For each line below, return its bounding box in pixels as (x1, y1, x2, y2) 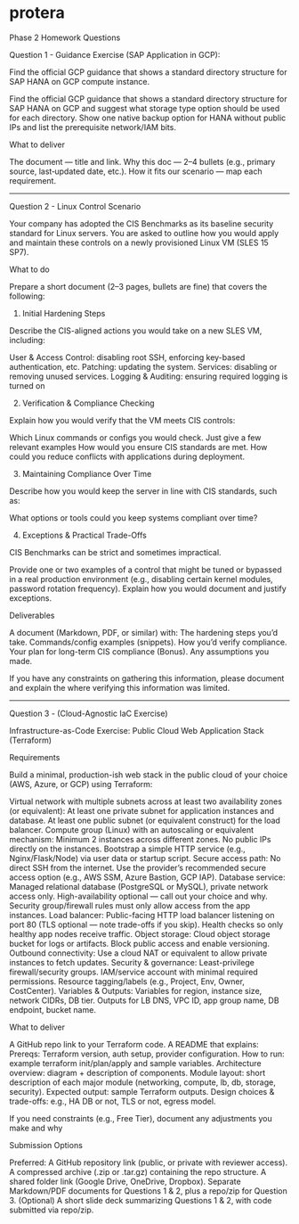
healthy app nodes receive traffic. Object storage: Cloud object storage (9, 928, 271, 939)
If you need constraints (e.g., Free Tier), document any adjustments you (9, 1113, 273, 1123)
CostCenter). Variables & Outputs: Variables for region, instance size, (9, 985, 263, 996)
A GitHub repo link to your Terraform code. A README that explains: (9, 1039, 260, 1049)
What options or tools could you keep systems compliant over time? (9, 512, 258, 523)
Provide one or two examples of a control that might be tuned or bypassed (9, 564, 282, 575)
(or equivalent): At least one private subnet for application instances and (9, 805, 274, 816)
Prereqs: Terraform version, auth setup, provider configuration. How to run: (9, 1048, 285, 1059)
